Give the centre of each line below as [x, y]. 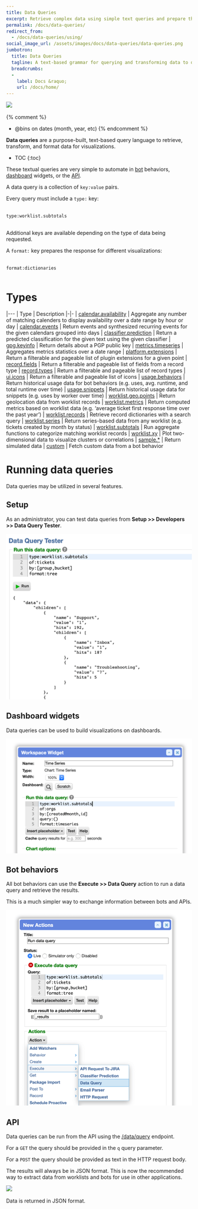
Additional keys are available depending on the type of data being [86, 233]
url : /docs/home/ [38, 88]
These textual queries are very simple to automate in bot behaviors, [88, 169]
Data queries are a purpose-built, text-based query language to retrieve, [94, 140]
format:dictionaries [32, 268]
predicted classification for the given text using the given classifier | [88, 339]
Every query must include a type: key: [52, 199]
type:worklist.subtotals [37, 216]
